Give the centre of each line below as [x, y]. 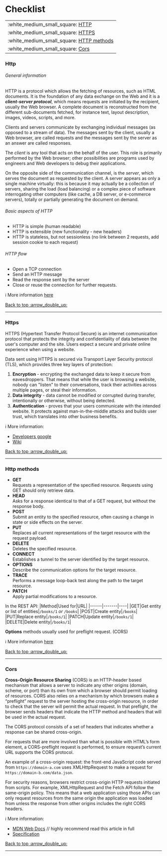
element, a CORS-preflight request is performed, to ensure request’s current [83, 747]
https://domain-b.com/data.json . [39, 773]
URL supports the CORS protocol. [40, 752]
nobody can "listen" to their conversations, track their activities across [84, 385]
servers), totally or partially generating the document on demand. [72, 200]
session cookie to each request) [45, 242]
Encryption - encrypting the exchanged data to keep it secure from [81, 374]
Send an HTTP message [37, 274]
